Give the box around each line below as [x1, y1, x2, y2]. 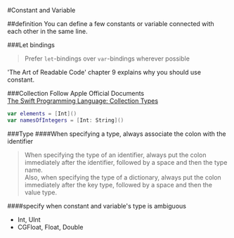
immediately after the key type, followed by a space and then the [24, 180, 213, 189]
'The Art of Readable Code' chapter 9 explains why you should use [7, 68, 202, 76]
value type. [24, 188, 58, 196]
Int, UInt [17, 215, 41, 224]
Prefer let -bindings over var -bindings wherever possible [24, 54, 190, 63]
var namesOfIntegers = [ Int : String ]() [7, 116, 124, 124]
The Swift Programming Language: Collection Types [7, 96, 159, 105]
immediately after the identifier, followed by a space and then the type [24, 158, 228, 166]
